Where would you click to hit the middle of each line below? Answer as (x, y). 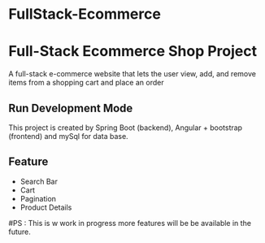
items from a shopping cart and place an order (86, 83)
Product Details (46, 207)
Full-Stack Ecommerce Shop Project (133, 52)
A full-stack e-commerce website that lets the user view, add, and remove (132, 74)
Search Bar (39, 181)
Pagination (38, 198)
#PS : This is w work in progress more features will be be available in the (130, 223)
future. (20, 232)
